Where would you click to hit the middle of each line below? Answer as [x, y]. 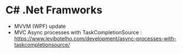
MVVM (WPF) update [40, 26]
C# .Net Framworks [54, 10]
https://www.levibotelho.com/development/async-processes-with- [95, 38]
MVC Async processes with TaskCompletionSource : [78, 32]
